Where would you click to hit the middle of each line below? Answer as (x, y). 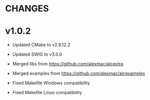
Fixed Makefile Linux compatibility (47, 93)
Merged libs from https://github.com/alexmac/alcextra (68, 64)
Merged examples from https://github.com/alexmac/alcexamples (79, 73)
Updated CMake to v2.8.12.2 (41, 45)
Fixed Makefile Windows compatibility (51, 83)
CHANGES (27, 9)
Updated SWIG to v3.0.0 (37, 54)
